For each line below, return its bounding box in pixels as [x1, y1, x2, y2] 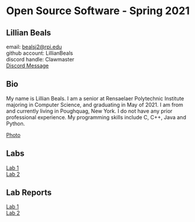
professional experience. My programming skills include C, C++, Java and [6, 113, 186, 120]
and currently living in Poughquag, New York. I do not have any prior [6, 107, 173, 115]
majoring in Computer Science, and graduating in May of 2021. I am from [6, 101, 183, 108]
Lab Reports [6, 188, 52, 198]
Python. [6, 120, 25, 127]
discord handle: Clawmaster [6, 56, 75, 63]
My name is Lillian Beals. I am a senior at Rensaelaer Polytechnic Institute [6, 94, 184, 102]
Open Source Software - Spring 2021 [6, 4, 190, 18]
